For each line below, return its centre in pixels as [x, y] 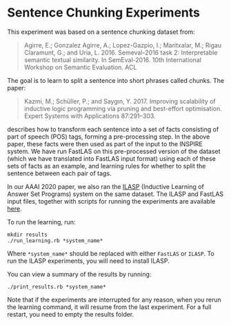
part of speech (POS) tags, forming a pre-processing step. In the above [109, 137]
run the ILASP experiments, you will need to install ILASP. [89, 261]
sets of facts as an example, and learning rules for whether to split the [107, 166]
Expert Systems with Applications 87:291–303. [90, 116]
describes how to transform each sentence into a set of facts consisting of [113, 129]
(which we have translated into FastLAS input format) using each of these [111, 158]
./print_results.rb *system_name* [57, 287]
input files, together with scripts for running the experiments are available [111, 201]
